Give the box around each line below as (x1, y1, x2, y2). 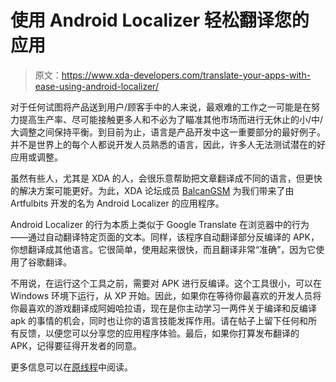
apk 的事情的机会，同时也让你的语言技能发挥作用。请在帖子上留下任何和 (10, 314, 309, 326)
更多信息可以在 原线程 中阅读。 (10, 361, 133, 373)
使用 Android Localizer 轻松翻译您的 (10, 9, 310, 32)
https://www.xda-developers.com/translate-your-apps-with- (61, 69, 312, 81)
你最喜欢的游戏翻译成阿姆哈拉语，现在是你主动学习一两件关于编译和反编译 (10, 302, 317, 314)
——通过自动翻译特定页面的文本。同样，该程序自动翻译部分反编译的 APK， (10, 231, 320, 243)
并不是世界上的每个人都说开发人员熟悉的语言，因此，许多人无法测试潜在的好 (10, 138, 326, 150)
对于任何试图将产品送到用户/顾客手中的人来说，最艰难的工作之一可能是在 (10, 101, 312, 113)
